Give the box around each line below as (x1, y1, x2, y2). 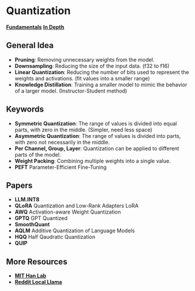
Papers (6, 180, 33, 190)
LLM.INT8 (14, 196, 40, 203)
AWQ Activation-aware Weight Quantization (14, 208, 122, 215)
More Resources (6, 256, 68, 266)
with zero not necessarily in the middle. (14, 138, 110, 145)
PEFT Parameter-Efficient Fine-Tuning (14, 163, 107, 171)
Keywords (6, 104, 44, 114)
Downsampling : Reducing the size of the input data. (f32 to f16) (14, 62, 170, 69)
